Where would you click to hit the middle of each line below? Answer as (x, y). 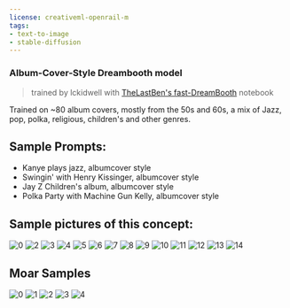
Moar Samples (50, 273)
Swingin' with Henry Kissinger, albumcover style (110, 177)
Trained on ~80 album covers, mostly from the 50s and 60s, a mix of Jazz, (145, 109)
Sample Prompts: (58, 146)
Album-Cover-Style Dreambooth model (96, 73)
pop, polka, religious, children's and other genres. (100, 119)
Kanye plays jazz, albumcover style (86, 168)
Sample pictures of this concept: (101, 223)
